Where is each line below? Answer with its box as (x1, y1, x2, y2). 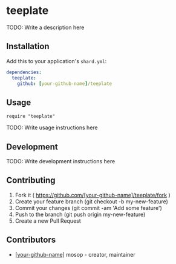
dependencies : (6, 69, 42, 75)
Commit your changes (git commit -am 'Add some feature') (15, 204, 162, 211)
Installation (6, 41, 50, 52)
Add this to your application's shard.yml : (6, 57, 107, 64)
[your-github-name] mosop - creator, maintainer (15, 251, 136, 258)
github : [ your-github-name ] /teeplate (17, 80, 112, 87)
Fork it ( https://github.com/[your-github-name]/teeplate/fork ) (15, 191, 171, 198)
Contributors (6, 235, 56, 245)
